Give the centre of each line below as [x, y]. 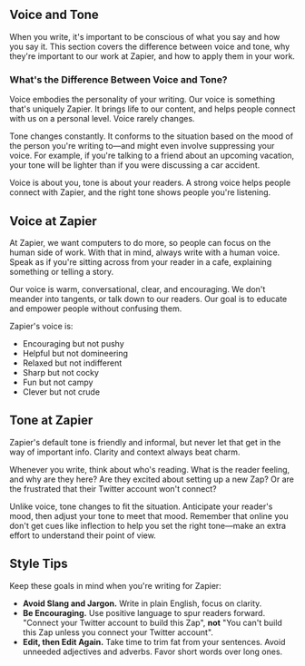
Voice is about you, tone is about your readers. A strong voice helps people [150, 183]
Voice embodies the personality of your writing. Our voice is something [142, 100]
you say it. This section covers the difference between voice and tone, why [150, 46]
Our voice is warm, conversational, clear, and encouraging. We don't [138, 289]
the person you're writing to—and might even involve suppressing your [142, 146]
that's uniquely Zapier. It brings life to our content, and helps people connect [152, 109]
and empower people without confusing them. [96, 309]
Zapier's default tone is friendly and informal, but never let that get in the [145, 442]
